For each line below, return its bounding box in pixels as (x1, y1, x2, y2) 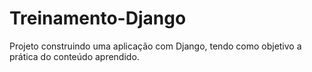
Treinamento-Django (9, 7, 187, 30)
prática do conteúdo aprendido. (9, 50, 140, 62)
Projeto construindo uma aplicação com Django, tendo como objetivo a (9, 40, 302, 52)
